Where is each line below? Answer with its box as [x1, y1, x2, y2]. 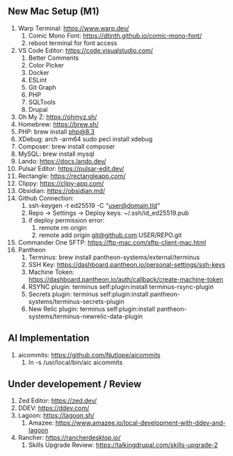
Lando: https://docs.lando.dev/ [17, 156, 106, 165]
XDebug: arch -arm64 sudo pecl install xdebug [17, 135, 153, 143]
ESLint [28, 76, 47, 84]
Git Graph [28, 83, 56, 91]
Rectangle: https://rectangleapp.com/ [17, 172, 126, 180]
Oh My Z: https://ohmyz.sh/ [17, 113, 97, 121]
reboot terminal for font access [28, 38, 118, 47]
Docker [28, 68, 49, 76]
